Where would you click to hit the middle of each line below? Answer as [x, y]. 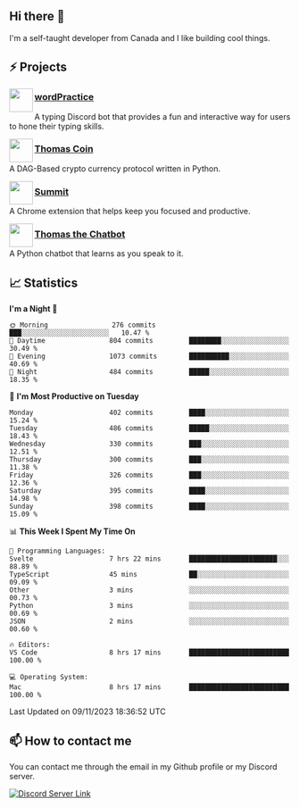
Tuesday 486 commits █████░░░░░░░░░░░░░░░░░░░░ [149, 428]
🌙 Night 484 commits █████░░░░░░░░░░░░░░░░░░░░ [149, 372]
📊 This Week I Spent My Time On [72, 531]
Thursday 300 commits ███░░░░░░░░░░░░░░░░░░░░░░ [149, 460]
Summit [52, 191]
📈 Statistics [44, 283]
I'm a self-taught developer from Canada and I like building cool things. [140, 37]
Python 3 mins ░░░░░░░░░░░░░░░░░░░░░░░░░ [149, 606]
